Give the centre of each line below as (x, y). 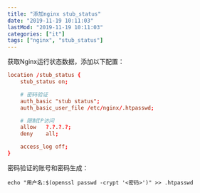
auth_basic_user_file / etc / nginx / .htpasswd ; (87, 108)
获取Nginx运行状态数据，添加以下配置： (66, 62)
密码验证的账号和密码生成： (48, 167)
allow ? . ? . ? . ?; (46, 127)
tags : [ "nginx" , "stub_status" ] (55, 41)
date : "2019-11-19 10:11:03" (51, 21)
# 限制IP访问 (37, 121)
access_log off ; (44, 147)
